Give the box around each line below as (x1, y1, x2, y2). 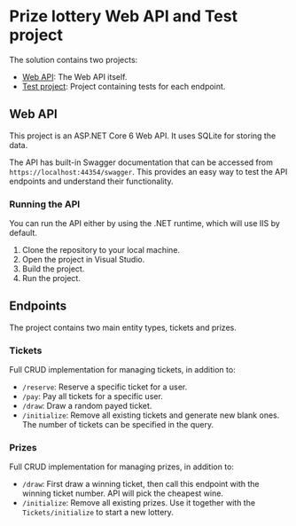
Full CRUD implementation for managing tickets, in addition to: (9, 365, 237, 375)
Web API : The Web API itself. (21, 71, 128, 82)
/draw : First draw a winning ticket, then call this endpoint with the (21, 479, 260, 490)
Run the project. (21, 273, 82, 284)
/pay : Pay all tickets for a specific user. (21, 391, 164, 402)
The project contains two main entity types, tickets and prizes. (9, 322, 237, 333)
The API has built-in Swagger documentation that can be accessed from (9, 157, 273, 168)
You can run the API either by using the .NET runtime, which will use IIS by (9, 218, 281, 229)
